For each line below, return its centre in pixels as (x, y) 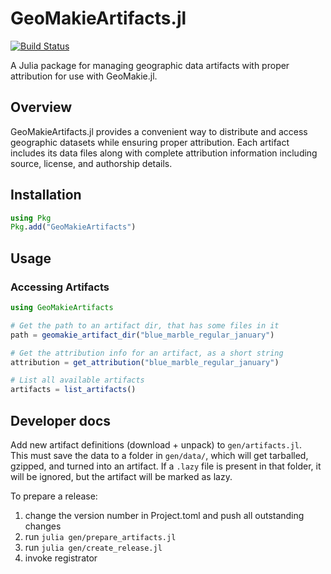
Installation (46, 195)
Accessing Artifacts (60, 287)
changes (43, 526)
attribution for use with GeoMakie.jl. (84, 76)
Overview (41, 107)
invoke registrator (61, 558)
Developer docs (61, 420)
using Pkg (31, 218)
